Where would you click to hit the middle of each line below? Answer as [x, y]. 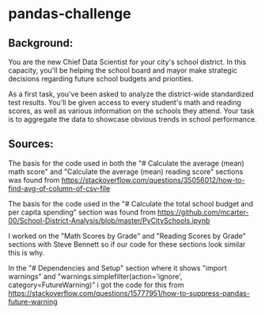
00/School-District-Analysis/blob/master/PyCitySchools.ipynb [109, 220]
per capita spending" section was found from [82, 212]
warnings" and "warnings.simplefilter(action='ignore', [96, 276]
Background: [41, 43]
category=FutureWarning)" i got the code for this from [96, 285]
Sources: [31, 144]
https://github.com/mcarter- [203, 212]
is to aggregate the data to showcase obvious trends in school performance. [132, 119]
